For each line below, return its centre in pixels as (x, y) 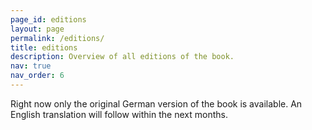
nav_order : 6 (37, 76)
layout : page (37, 29)
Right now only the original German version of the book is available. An (156, 103)
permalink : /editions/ (57, 38)
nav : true (31, 66)
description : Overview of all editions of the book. (122, 57)
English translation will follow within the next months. (119, 114)
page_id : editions (48, 19)
